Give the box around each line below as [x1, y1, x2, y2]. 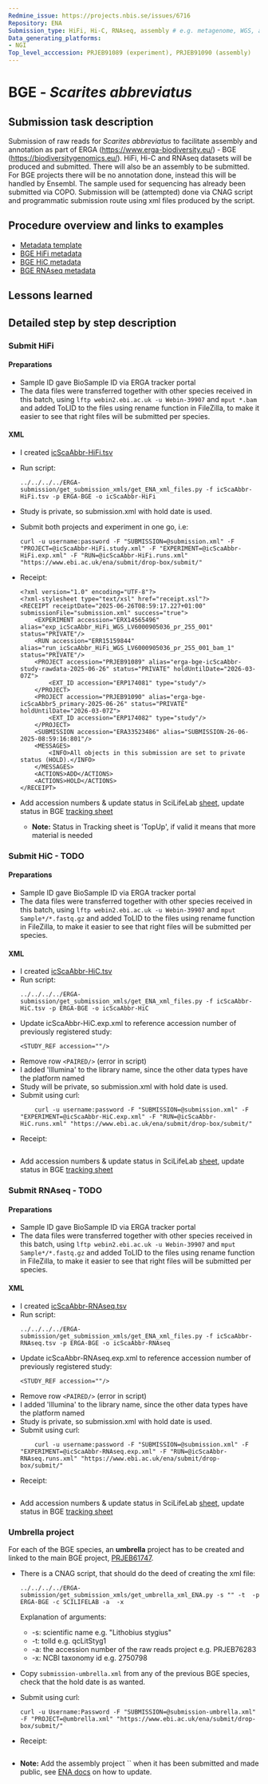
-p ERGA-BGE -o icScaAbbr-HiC [49, 1004, 149, 1012]
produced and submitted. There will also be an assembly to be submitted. [8, 162, 250, 171]
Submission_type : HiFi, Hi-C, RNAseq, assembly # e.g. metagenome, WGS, [8, 26, 255, 34]
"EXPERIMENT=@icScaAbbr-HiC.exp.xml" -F [19, 1113, 156, 1121]
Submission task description [8, 115, 154, 129]
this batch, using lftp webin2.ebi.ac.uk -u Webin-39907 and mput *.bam [19, 394, 258, 404]
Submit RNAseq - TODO [8, 1185, 102, 1196]
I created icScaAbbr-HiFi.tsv [19, 447, 113, 457]
